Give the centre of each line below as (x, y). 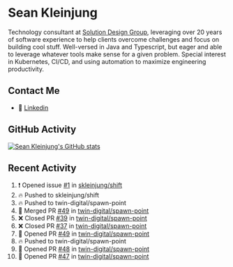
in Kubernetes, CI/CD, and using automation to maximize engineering (107, 61)
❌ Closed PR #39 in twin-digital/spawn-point (82, 218)
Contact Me (34, 91)
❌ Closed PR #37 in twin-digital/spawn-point (82, 226)
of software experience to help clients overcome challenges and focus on (114, 39)
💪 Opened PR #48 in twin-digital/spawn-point (83, 249)
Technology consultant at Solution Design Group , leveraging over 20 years (115, 32)
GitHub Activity (42, 130)
